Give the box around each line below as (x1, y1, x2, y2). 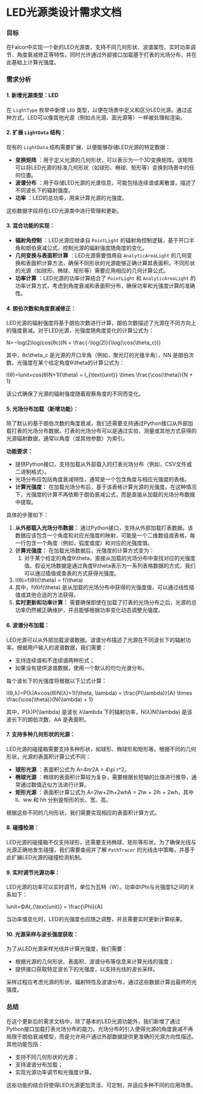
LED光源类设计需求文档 (6, 5, 122, 19)
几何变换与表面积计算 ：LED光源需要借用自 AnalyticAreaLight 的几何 (14, 252, 187, 259)
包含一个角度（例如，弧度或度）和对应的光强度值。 (25, 539, 153, 547)
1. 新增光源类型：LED (6, 92, 59, 99)
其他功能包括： (6, 1040, 43, 1047)
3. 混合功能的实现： (6, 222, 56, 229)
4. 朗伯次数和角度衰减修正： (6, 304, 77, 312)
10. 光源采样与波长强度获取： (6, 930, 79, 938)
